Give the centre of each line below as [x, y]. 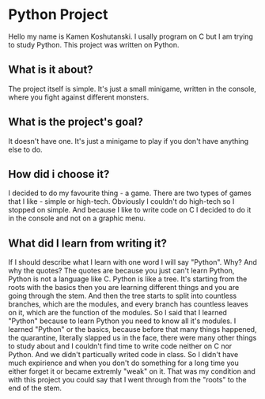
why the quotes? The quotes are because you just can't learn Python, [121, 271]
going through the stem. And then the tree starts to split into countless [123, 296]
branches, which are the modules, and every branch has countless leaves [129, 304]
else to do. [25, 149]
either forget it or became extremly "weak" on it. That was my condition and [132, 371]
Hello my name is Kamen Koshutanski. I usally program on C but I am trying [131, 36]
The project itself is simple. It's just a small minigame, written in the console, [132, 88]
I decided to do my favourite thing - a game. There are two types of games [130, 193]
